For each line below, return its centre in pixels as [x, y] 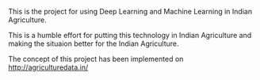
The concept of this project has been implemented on [96, 59]
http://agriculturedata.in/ [48, 67]
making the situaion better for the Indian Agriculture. [94, 44]
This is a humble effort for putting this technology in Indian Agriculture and [130, 35]
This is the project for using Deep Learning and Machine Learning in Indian [130, 11]
